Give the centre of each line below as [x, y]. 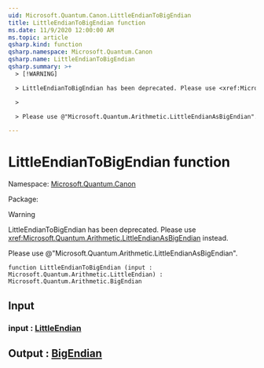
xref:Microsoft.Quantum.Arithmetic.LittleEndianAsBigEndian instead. [118, 238]
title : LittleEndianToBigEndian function [77, 23]
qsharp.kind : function [45, 45]
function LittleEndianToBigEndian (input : [81, 268]
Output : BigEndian [55, 353]
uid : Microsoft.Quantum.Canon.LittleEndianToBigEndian [100, 15]
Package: [24, 199]
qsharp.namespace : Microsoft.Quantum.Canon [81, 52]
